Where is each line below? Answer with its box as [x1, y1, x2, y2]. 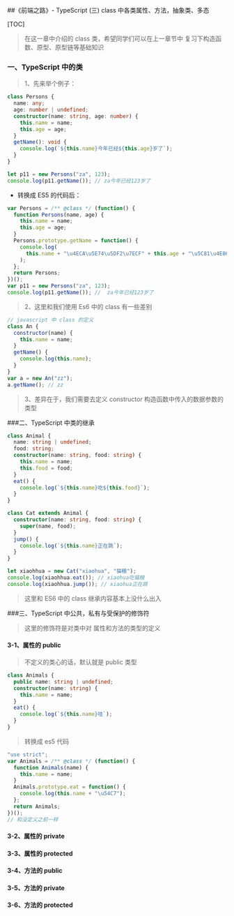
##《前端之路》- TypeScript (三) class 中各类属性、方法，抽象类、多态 [7, 6, 210, 14]
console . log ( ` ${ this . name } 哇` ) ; [19, 711, 113, 718]
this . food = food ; [19, 465, 73, 472]
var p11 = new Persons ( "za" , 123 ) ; [7, 283, 111, 290]
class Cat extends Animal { [7, 510, 89, 517]
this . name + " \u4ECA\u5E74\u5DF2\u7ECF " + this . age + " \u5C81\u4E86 [25, 250, 229, 257]
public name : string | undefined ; [13, 678, 114, 685]
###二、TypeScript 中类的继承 [7, 418, 95, 427]
